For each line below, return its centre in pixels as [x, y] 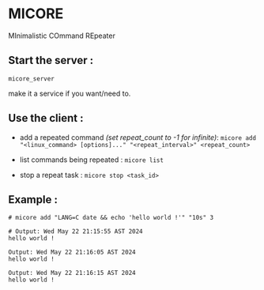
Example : [33, 200]
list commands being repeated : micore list [92, 160]
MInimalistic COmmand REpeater [62, 36]
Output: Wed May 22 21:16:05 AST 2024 [72, 252]
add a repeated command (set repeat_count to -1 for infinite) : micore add [138, 137]
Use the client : [46, 118]
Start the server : [51, 60]
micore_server [32, 79]
